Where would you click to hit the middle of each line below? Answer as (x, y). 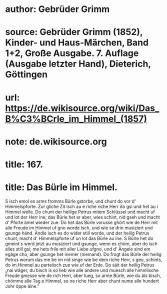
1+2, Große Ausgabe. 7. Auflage (72, 53)
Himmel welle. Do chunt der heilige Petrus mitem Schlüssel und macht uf (80, 211)
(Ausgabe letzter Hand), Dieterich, (78, 64)
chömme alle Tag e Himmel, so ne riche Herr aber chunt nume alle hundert (82, 280)
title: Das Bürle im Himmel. (61, 187)
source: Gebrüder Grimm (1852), (74, 32)
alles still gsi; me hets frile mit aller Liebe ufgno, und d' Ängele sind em (78, 249)
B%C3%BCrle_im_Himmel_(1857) (76, 119)
